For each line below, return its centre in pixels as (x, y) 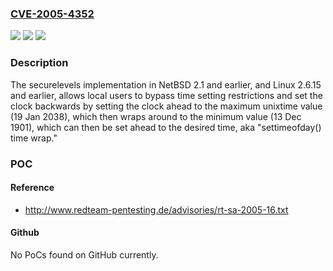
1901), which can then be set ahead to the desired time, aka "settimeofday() (166, 127)
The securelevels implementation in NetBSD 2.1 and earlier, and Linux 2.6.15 (166, 84)
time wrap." (34, 138)
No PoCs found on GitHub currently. (84, 254)
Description (39, 63)
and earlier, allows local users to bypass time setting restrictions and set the (166, 95)
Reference (32, 188)
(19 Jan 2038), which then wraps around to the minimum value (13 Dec (156, 116)
